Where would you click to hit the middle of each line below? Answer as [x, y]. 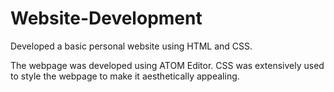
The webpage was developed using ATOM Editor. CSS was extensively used [167, 65]
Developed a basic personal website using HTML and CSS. [131, 46]
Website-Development [106, 18]
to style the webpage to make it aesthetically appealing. [125, 76]
